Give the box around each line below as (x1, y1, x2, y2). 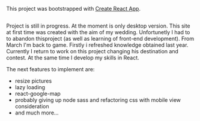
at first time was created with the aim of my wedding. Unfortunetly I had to (6, 29, 190, 36)
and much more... (14, 109, 59, 116)
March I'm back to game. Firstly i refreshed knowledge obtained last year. (6, 41, 189, 49)
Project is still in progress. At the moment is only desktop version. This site (6, 22, 190, 29)
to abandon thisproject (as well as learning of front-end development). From (6, 35, 195, 43)
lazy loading (14, 84, 46, 91)
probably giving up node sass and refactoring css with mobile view (14, 96, 181, 104)
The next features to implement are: (6, 66, 95, 73)
